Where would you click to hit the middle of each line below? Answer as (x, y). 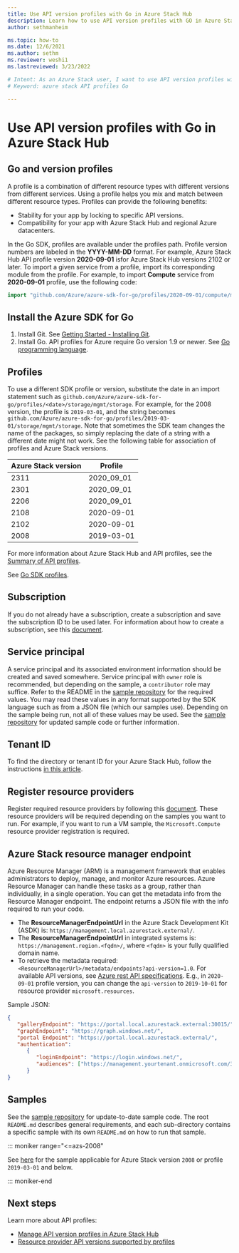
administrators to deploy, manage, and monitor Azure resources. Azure (111, 879)
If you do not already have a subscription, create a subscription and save (114, 614)
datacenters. (36, 230)
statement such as (34, 397)
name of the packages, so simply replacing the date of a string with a (109, 433)
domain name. (39, 953)
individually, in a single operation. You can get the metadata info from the (115, 894)
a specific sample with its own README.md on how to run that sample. (107, 1132)
